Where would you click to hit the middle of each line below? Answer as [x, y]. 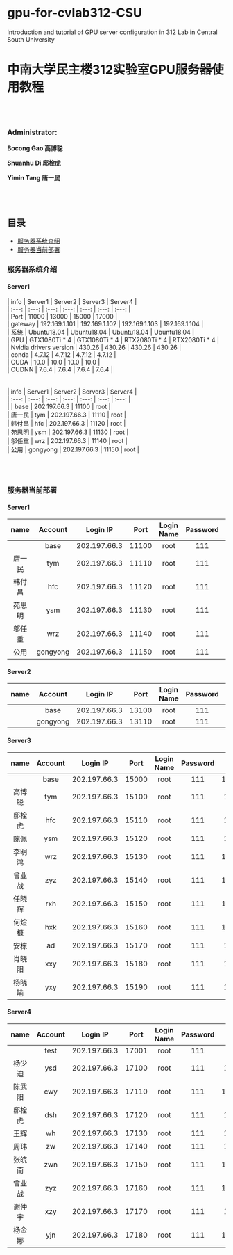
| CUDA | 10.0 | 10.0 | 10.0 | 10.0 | [54, 362]
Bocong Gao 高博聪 [35, 148]
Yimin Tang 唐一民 [34, 178]
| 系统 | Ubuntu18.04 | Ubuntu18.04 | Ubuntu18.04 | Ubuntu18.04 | [101, 333]
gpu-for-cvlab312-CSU [75, 13]
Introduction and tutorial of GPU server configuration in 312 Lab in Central [112, 32]
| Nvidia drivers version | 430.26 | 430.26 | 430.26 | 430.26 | [94, 347]
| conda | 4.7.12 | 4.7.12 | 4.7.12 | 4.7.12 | [62, 355]
